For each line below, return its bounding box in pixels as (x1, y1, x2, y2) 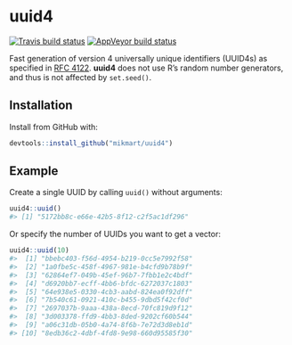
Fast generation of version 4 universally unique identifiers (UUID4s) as (9, 53, 268, 63)
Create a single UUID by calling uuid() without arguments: (9, 187, 223, 198)
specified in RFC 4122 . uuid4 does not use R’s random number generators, (9, 62, 284, 73)
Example (9, 163, 59, 179)
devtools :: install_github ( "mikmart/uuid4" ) (9, 138, 174, 148)
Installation (9, 98, 73, 113)
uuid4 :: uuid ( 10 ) (9, 246, 69, 255)
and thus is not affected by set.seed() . (9, 71, 152, 82)
